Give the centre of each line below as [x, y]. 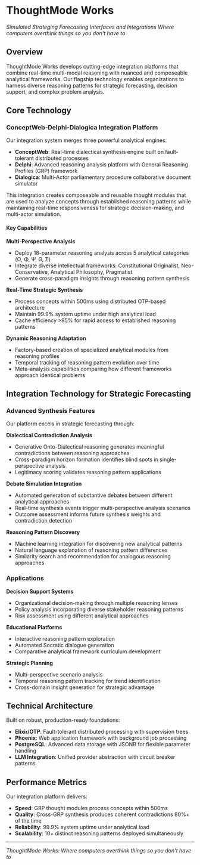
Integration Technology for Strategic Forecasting [99, 394]
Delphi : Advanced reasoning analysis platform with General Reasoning [101, 165]
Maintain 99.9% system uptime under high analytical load [85, 314]
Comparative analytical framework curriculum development [87, 651]
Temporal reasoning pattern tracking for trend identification [87, 681]
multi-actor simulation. [34, 214]
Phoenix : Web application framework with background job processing [101, 738]
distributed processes [62, 158]
